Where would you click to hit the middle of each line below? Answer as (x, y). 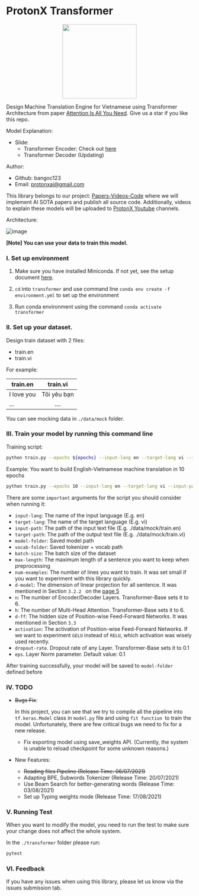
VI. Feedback (25, 869)
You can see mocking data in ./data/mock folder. (65, 418)
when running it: (26, 504)
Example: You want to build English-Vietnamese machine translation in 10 (95, 469)
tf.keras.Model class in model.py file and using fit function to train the (103, 718)
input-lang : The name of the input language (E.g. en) (80, 515)
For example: (22, 370)
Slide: (22, 142)
